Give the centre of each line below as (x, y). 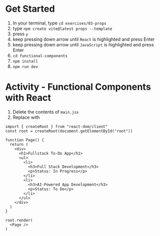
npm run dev (25, 67)
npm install (25, 61)
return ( (19, 144)
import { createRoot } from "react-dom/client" (57, 126)
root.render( (19, 220)
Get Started (30, 9)
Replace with (26, 117)
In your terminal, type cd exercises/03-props (59, 23)
